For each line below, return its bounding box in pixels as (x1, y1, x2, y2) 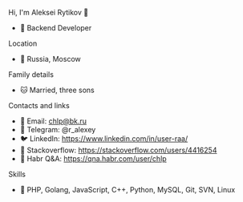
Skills (8, 169, 26, 179)
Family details (8, 70, 55, 79)
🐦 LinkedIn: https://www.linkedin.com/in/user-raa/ (19, 134, 188, 143)
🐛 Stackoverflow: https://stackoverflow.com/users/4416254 (19, 145, 217, 155)
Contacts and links (8, 101, 70, 110)
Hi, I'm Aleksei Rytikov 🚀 (8, 8, 89, 17)
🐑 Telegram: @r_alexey (19, 125, 96, 134)
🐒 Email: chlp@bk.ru (19, 116, 87, 126)
